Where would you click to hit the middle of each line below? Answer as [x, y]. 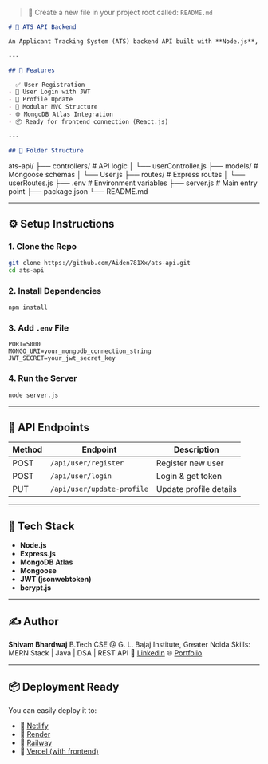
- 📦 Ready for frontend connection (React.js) [89, 121]
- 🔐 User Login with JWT [49, 92]
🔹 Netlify [34, 726]
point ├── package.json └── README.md [78, 191]
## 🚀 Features [32, 70]
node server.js [33, 395]
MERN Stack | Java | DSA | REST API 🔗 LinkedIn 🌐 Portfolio [105, 653]
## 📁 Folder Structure [46, 150]
